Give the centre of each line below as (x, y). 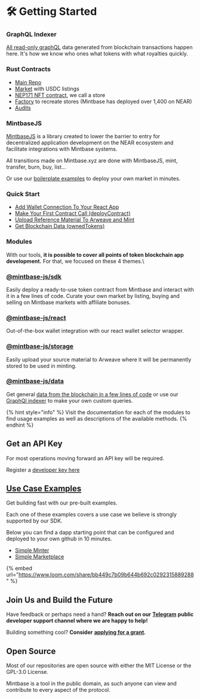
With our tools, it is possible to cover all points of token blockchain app (95, 254)
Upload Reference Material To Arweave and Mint (75, 220)
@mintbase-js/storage (40, 347)
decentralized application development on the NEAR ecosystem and (90, 143)
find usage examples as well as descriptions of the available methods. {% (97, 418)
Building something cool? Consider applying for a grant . (76, 633)
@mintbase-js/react (36, 318)
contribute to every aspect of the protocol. (58, 690)
